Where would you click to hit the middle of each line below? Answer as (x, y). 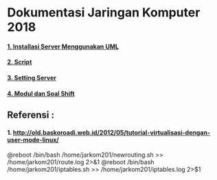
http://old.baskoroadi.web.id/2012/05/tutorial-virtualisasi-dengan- (112, 132)
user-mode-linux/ (33, 140)
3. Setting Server (32, 77)
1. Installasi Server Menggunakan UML (63, 47)
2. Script (20, 62)
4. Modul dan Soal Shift (41, 93)
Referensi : (31, 115)
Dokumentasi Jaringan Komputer (104, 13)
